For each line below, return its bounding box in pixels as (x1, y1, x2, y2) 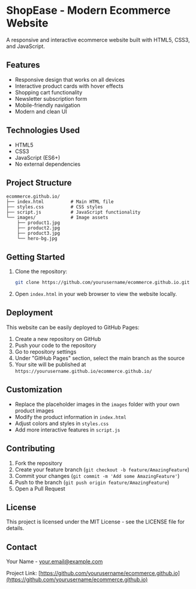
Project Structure (6, 178, 72, 188)
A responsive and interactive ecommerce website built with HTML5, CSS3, (6, 36, 190, 43)
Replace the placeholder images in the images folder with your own (14, 400, 180, 408)
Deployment (6, 307, 53, 318)
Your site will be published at (14, 361, 86, 368)
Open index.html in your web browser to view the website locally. (14, 291, 177, 298)
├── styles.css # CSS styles (6, 204, 103, 210)
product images (14, 406, 54, 414)
